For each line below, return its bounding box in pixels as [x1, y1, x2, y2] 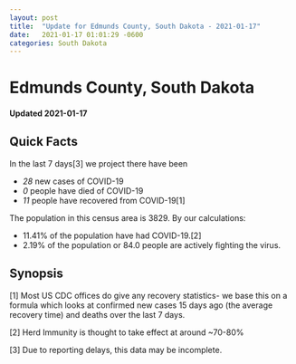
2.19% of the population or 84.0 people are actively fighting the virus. [22, 239, 282, 250]
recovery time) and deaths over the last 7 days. [9, 309, 186, 320]
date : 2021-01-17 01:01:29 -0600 [9, 30, 144, 39]
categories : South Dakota [9, 38, 107, 48]
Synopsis [9, 266, 63, 282]
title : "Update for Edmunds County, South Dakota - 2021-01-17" [9, 22, 261, 31]
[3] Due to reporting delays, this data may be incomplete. [9, 344, 223, 355]
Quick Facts [9, 134, 79, 149]
